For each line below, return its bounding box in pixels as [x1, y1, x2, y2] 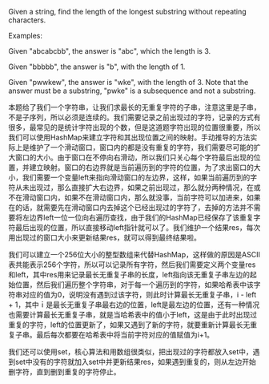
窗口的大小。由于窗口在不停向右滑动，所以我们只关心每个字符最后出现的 [14, 152, 254, 162]
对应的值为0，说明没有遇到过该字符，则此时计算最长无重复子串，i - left [22, 290, 257, 299]
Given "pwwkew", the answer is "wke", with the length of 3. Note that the [8, 78, 249, 87]
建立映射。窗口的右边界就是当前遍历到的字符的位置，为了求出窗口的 [29, 163, 254, 172]
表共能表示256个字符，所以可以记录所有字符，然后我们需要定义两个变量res [8, 260, 256, 269]
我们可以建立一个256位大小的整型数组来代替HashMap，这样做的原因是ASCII [8, 250, 260, 259]
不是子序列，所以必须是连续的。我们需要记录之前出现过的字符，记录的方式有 [8, 112, 261, 122]
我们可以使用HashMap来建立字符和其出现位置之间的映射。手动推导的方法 [8, 132, 251, 142]
